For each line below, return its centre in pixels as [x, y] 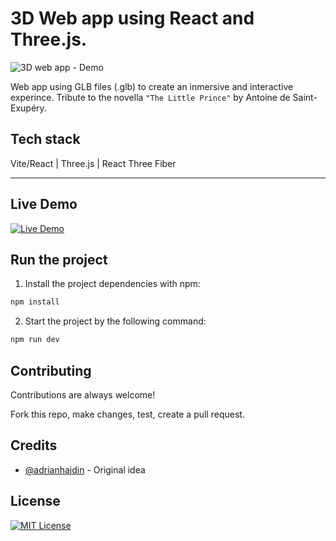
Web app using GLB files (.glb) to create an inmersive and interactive [152, 86]
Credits [34, 445]
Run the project [59, 259]
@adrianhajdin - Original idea [85, 469]
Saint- [305, 97]
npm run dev [35, 340]
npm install [35, 302]
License [35, 501]
